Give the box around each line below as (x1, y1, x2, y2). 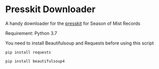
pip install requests (5, 50, 51, 55)
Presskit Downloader (5, 4, 96, 15)
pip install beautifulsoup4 (5, 58, 65, 64)
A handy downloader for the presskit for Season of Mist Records (5, 20, 141, 26)
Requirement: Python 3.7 (5, 30, 58, 36)
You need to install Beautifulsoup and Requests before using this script (5, 40, 154, 46)
